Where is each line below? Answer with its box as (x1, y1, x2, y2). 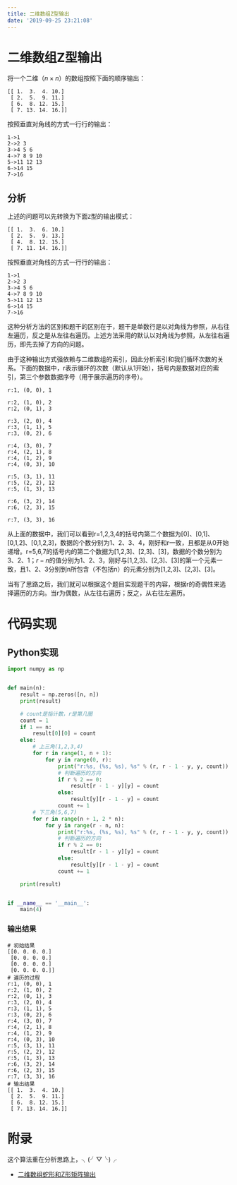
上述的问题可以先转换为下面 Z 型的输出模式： (7, 212, 135, 221)
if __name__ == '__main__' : (7, 899, 90, 907)
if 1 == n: (20, 723, 52, 730)
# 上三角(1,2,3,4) (32, 743, 83, 750)
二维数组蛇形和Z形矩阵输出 (17, 1170, 97, 1179)
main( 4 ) (20, 906, 42, 913)
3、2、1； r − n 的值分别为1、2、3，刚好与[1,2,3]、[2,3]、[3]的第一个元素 (7, 556, 217, 565)
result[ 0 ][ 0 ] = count (32, 730, 97, 738)
